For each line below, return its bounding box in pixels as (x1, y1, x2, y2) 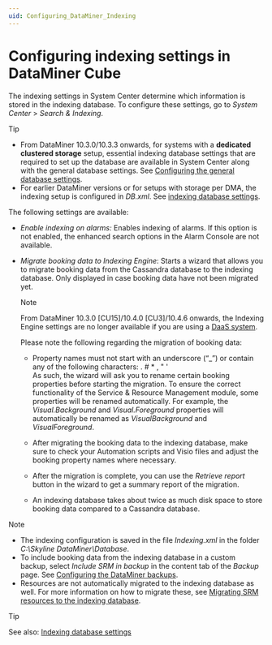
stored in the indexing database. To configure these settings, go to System (8, 99, 258, 110)
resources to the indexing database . (19, 596, 141, 605)
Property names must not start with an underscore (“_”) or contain (32, 353, 254, 363)
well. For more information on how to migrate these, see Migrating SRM (19, 587, 259, 596)
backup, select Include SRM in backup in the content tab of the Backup (19, 561, 260, 570)
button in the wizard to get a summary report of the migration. (32, 479, 240, 489)
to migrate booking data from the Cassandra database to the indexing (19, 264, 253, 274)
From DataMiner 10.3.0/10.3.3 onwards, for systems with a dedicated (19, 140, 252, 149)
